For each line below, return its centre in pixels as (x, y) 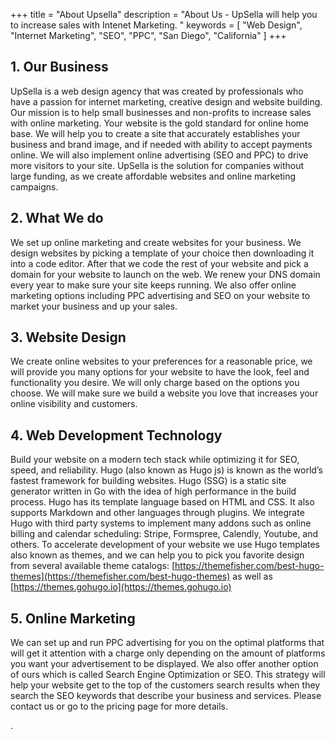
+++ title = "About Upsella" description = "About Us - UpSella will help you (164, 14)
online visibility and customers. (74, 404)
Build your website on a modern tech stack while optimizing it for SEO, (155, 460)
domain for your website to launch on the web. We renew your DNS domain (165, 274)
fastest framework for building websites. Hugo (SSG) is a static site (148, 481)
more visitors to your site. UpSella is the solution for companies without (157, 165)
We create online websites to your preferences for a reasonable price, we (161, 361)
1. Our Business (59, 67)
